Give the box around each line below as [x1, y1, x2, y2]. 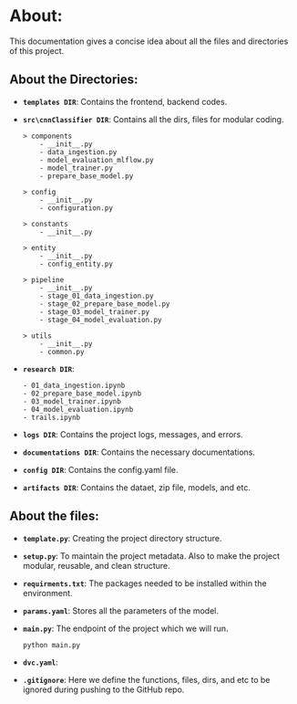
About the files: [9, 509, 100, 524]
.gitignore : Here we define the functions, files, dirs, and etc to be [22, 674, 271, 685]
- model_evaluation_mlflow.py [39, 155, 154, 164]
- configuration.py [39, 203, 114, 213]
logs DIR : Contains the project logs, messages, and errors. [22, 428, 243, 439]
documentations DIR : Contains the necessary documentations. [22, 447, 256, 457]
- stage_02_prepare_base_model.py [39, 299, 170, 309]
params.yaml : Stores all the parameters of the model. [22, 604, 220, 616]
